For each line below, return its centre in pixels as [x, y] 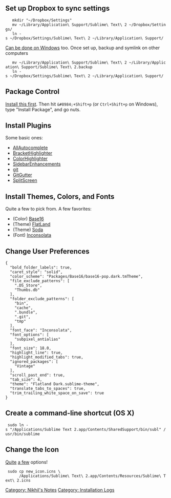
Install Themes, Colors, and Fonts [60, 196]
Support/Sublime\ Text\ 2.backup [57, 67]
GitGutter [22, 175]
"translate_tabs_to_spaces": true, [48, 389]
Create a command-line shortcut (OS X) [70, 413]
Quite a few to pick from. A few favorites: [49, 209]
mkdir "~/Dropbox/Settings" [42, 20]
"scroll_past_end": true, [38, 375]
